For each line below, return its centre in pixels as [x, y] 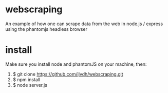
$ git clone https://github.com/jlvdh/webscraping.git [68, 74]
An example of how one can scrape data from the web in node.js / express [84, 24]
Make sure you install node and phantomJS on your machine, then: [76, 64]
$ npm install [26, 79]
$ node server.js [30, 85]
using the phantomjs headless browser [46, 29]
